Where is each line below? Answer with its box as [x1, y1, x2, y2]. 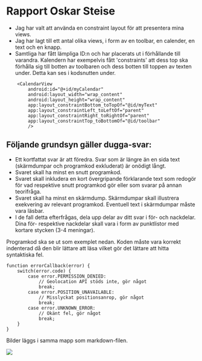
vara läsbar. [14, 207, 45, 214]
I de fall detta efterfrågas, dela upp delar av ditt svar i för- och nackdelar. [14, 213, 196, 221]
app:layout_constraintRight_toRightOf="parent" [28, 112, 150, 119]
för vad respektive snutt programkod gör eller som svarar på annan [14, 181, 182, 189]
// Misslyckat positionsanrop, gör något [38, 294, 145, 301]
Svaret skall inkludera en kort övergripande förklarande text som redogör [14, 175, 197, 182]
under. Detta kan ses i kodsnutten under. [14, 69, 116, 76]
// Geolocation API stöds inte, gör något [38, 278, 147, 285]
